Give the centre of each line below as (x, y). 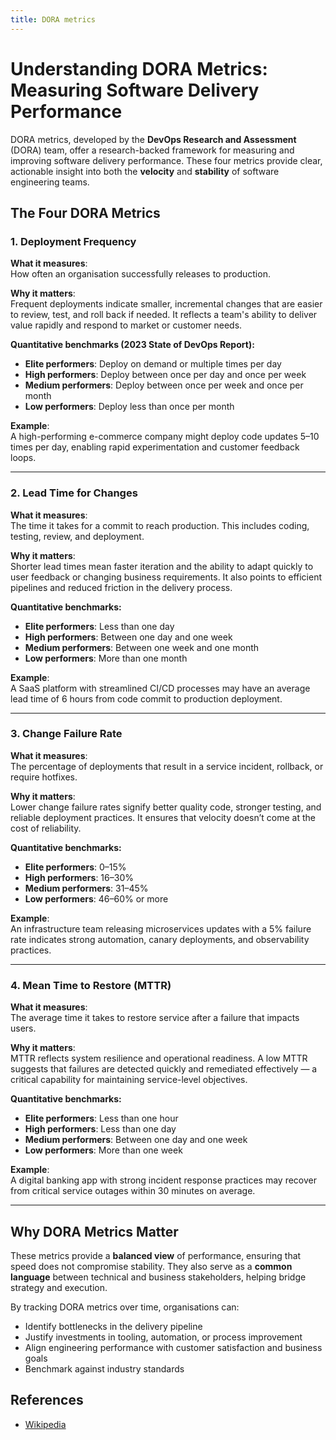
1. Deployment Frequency (73, 241)
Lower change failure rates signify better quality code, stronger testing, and (166, 807)
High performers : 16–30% (79, 877)
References (47, 1400)
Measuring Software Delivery (135, 90)
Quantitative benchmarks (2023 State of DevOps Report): (132, 345)
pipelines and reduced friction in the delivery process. (121, 587)
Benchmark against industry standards (104, 1368)
